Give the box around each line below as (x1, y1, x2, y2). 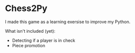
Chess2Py (5, 3, 48, 14)
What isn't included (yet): (5, 28, 56, 34)
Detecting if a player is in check (12, 37, 75, 43)
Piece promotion (12, 42, 45, 48)
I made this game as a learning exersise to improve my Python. (5, 19, 131, 25)
